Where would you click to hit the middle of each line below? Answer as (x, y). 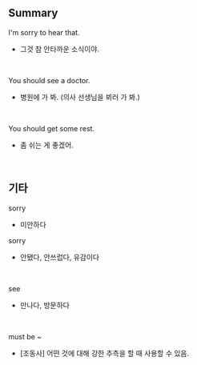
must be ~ (25, 336)
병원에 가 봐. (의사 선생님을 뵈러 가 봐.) (80, 97)
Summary (33, 13)
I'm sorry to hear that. (44, 32)
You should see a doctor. (49, 80)
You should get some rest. (51, 128)
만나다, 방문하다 (44, 305)
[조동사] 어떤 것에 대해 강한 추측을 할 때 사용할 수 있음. (105, 353)
